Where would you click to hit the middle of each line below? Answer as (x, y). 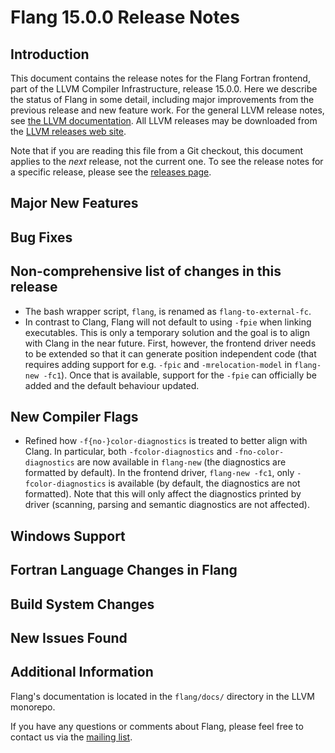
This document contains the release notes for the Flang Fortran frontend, (160, 78)
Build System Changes (82, 604)
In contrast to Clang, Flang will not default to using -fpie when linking (168, 322)
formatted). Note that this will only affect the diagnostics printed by (163, 494)
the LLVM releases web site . (68, 131)
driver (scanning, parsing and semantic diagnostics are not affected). (167, 505)
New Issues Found (69, 637)
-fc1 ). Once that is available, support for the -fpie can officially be (180, 375)
